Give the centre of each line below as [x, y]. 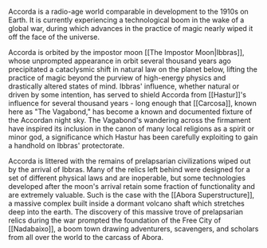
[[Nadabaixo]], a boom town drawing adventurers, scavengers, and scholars [133, 229]
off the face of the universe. [54, 37]
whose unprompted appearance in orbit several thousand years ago [120, 61]
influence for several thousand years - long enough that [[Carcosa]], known [132, 103]
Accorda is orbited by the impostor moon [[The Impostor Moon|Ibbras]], [126, 52]
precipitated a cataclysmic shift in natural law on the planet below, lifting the [133, 69]
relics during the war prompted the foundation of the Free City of [115, 220]
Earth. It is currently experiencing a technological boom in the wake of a [126, 20]
